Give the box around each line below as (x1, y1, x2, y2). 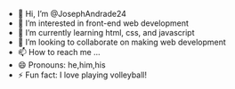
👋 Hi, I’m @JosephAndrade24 (17, 9, 127, 19)
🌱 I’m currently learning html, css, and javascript (17, 28, 195, 37)
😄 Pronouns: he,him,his (17, 60, 106, 70)
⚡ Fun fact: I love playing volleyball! (17, 69, 148, 80)
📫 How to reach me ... (17, 47, 101, 57)
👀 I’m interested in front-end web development (17, 18, 190, 28)
